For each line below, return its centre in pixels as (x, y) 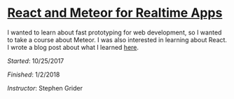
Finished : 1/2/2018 (34, 74)
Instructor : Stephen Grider (45, 88)
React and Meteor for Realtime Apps (115, 13)
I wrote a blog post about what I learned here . (73, 47)
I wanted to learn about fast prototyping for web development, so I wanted (115, 32)
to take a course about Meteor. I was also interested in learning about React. (117, 39)
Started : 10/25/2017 (36, 60)
